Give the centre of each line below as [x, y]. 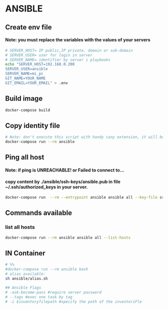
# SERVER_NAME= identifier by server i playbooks [58, 60]
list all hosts [20, 227]
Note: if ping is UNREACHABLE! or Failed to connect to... [65, 170]
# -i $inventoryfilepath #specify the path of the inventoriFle [73, 301]
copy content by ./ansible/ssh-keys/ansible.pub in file [63, 181]
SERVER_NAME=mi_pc [24, 74]
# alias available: [25, 274]
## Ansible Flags [23, 287]
